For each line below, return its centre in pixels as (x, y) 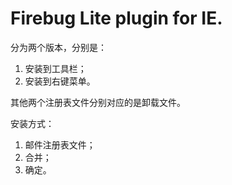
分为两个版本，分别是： (58, 47)
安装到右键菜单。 (60, 81)
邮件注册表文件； (60, 144)
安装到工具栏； (55, 68)
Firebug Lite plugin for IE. (116, 18)
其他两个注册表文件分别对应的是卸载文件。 (98, 102)
